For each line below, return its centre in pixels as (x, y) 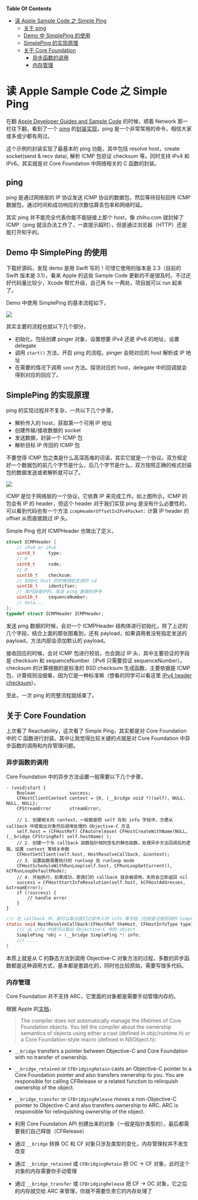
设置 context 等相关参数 (42, 849)
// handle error (47, 898)
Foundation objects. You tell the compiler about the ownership (96, 1027)
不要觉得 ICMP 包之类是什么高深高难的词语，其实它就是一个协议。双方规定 (97, 458)
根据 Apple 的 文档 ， (30, 1009)
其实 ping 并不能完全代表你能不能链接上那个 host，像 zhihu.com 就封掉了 (95, 217)
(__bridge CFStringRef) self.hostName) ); (59, 836)
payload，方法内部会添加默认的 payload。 (57, 641)
